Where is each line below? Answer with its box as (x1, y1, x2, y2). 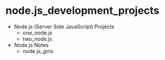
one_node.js (22, 29, 53, 36)
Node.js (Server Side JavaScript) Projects (13, 23, 115, 30)
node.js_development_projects (5, 4, 160, 17)
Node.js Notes (13, 42, 49, 48)
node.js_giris (22, 47, 54, 54)
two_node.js (22, 35, 53, 42)
